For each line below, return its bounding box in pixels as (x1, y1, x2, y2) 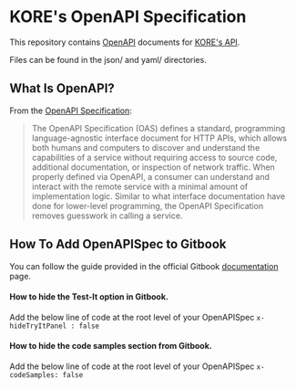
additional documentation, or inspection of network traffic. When (31, 162, 275, 173)
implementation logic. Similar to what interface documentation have (31, 190, 285, 202)
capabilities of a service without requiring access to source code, (31, 152, 278, 163)
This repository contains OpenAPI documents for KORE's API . (9, 37, 240, 47)
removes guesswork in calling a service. (31, 210, 183, 221)
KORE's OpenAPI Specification (9, 6, 247, 27)
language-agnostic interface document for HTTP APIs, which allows (31, 132, 288, 143)
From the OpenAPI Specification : (9, 105, 132, 116)
